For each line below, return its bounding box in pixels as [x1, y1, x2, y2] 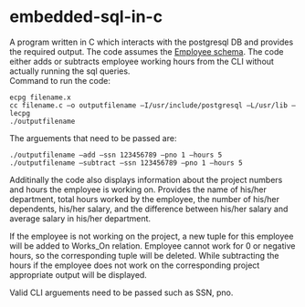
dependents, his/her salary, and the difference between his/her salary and [9, 203, 289, 214]
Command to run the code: [9, 75, 111, 86]
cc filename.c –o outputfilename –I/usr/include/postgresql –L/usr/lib [9, 100, 288, 110]
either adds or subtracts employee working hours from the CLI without [9, 56, 274, 67]
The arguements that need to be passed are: [9, 132, 177, 143]
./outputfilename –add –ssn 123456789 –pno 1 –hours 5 [9, 150, 223, 159]
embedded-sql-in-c [9, 6, 163, 27]
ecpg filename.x [9, 93, 71, 102]
